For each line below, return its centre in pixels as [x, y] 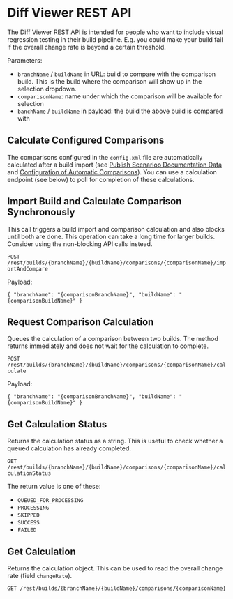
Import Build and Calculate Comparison [95, 201]
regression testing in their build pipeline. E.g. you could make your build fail [115, 39]
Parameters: [25, 60]
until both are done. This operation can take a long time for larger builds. [111, 236]
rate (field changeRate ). [40, 576]
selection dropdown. [47, 89]
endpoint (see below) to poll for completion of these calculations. [101, 179]
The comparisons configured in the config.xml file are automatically [105, 157]
